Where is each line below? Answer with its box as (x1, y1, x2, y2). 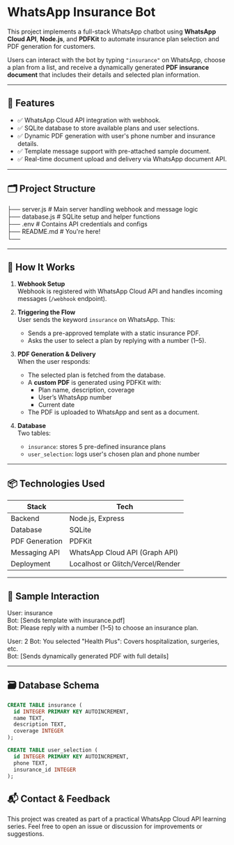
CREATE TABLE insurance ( (7, 701, 82, 709)
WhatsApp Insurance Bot (7, 4, 156, 20)
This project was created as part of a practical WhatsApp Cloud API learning (7, 815, 226, 823)
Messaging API (10, 548, 61, 557)
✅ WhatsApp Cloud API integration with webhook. (17, 116, 162, 124)
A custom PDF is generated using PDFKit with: (27, 379, 162, 387)
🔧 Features (7, 97, 55, 109)
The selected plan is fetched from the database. (27, 371, 166, 379)
